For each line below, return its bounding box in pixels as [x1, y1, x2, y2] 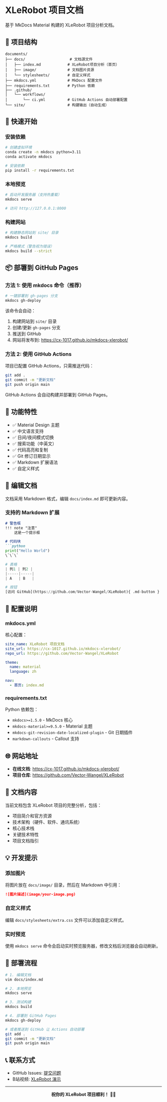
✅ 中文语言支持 [12, 428, 44, 434]
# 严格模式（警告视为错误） [5, 244, 55, 249]
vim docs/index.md [5, 977, 43, 982]
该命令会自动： [5, 307, 36, 314]
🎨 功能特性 [5, 408, 37, 416]
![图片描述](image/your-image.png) [5, 892, 76, 897]
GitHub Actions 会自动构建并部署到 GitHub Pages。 [5, 391, 110, 397]
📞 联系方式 [5, 1056, 36, 1064]
